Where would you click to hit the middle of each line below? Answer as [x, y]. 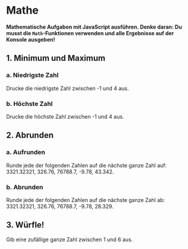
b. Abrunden [25, 187]
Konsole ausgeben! [31, 39]
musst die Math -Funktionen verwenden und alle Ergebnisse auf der [90, 33]
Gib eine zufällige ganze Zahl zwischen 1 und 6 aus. [70, 239]
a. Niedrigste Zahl [32, 75]
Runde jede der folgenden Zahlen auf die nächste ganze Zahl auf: [87, 165]
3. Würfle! [25, 225]
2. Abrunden [30, 136]
